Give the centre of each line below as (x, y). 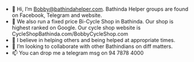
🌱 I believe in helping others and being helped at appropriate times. (93, 40)
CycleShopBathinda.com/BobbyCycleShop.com (70, 34)
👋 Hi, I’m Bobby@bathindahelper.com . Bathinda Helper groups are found (100, 9)
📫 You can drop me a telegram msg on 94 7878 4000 (77, 53)
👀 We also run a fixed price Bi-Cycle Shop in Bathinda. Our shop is (93, 21)
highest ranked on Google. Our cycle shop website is (76, 27)
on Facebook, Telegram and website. (57, 15)
